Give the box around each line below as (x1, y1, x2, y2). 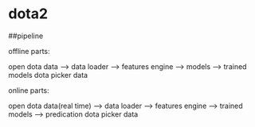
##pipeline (8, 31, 44, 40)
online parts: (8, 85, 49, 95)
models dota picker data (8, 70, 88, 79)
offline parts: (8, 46, 50, 56)
